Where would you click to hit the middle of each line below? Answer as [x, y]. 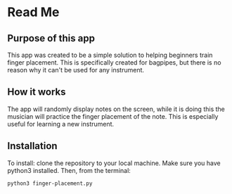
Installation [32, 146]
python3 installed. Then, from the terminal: [69, 170]
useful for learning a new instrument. [61, 124]
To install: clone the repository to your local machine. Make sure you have [114, 163]
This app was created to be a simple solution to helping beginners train [110, 55]
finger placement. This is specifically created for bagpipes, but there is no [114, 63]
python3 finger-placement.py [50, 183]
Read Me [33, 12]
